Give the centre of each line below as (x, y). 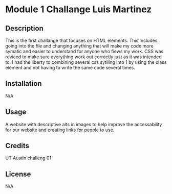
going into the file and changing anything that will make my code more (79, 46)
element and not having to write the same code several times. (70, 68)
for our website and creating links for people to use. (60, 130)
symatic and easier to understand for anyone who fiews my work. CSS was (84, 51)
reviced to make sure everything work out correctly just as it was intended (84, 57)
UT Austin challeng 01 (28, 158)
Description (24, 28)
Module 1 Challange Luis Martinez (79, 9)
